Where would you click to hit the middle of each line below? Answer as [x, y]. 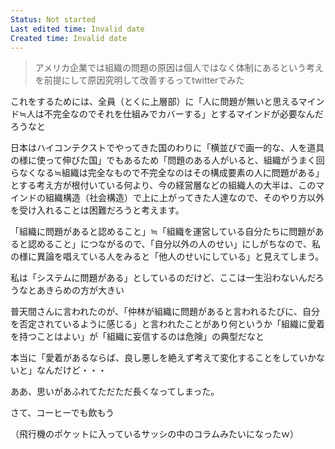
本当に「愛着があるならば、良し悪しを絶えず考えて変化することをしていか [163, 358]
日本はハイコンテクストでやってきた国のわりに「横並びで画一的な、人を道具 [167, 148]
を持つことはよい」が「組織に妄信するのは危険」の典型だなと [137, 337]
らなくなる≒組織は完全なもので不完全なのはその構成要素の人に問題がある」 [167, 173]
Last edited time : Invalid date [77, 29]
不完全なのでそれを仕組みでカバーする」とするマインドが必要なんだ [183, 114]
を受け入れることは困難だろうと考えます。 [97, 210]
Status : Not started [53, 19]
